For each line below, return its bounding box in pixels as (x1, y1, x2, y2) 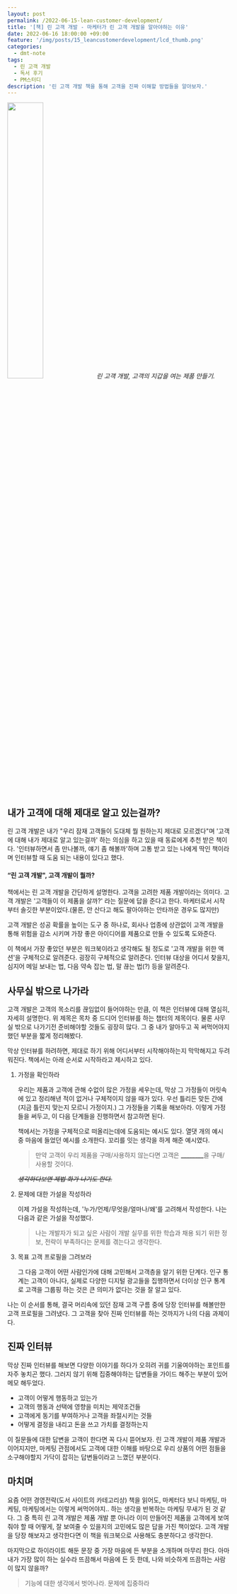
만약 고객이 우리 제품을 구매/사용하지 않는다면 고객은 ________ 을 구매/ (35, 1151, 225, 1160)
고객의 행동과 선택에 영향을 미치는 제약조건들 (17, 1402, 141, 1411)
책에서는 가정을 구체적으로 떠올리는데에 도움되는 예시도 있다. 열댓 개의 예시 (17, 1127, 224, 1136)
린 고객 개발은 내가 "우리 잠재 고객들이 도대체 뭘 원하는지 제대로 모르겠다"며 (7, 827, 215, 836)
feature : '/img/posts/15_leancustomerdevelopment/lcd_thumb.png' (7, 37, 204, 44)
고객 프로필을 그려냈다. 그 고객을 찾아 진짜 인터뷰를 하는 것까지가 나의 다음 (7, 1310, 211, 1318)
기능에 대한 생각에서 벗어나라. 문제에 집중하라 (24, 1578, 150, 1587)
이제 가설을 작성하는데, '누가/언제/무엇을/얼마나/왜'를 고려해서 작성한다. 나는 (17, 1205, 228, 1213)
